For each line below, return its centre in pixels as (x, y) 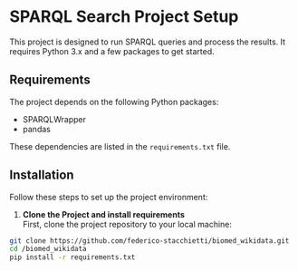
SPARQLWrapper (54, 119)
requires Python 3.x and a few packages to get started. (112, 51)
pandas (37, 129)
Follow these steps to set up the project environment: (109, 197)
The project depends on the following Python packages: (114, 102)
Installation (42, 175)
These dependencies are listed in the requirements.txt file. (120, 146)
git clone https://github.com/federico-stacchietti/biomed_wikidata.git (149, 241)
